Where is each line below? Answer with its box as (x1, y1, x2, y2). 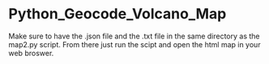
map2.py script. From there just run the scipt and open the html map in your (8, 39, 261, 49)
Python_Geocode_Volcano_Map (8, 5, 227, 23)
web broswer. (8, 48, 54, 58)
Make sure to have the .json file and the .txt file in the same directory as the (8, 31, 261, 41)
